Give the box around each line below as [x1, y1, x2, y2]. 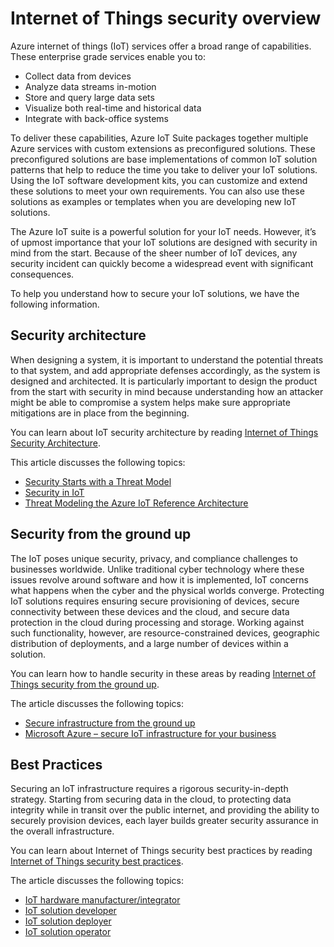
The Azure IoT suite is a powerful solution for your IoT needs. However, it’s [10, 225, 317, 237]
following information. [10, 298, 100, 310]
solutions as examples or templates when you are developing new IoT [10, 195, 297, 207]
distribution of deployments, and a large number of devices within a [10, 637, 289, 649]
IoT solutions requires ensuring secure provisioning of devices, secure [10, 595, 300, 607]
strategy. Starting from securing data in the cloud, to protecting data [10, 793, 292, 806]
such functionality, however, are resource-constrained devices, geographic [10, 627, 320, 639]
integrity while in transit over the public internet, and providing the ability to [10, 804, 320, 816]
